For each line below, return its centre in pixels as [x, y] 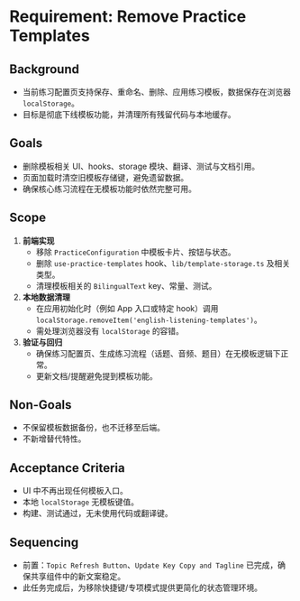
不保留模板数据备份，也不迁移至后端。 [93, 428]
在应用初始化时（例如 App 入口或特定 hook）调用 [127, 308]
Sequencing [44, 542]
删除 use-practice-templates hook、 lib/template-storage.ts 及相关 [163, 263]
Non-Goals [41, 405]
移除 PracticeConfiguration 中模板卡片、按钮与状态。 [136, 252]
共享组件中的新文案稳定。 [78, 577]
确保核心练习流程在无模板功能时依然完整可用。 [109, 189]
